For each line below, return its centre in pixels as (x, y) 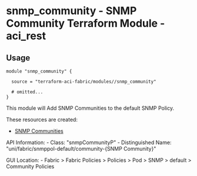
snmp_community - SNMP (71, 11)
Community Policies (30, 166)
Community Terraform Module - (86, 23)
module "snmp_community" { (39, 71)
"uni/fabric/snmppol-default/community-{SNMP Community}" (81, 149)
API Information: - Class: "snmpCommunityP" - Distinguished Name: (89, 142)
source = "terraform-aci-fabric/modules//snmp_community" (84, 82)
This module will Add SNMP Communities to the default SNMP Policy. (90, 108)
